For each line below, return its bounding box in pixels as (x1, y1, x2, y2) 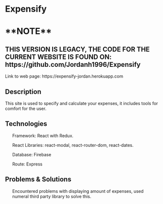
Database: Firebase (12, 151, 52, 157)
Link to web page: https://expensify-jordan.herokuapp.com (5, 73, 123, 79)
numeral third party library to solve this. (12, 193, 91, 199)
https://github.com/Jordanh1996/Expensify (5, 60, 141, 69)
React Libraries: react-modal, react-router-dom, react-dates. (12, 142, 134, 148)
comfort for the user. (5, 106, 47, 111)
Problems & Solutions (5, 175, 72, 184)
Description (5, 87, 41, 96)
